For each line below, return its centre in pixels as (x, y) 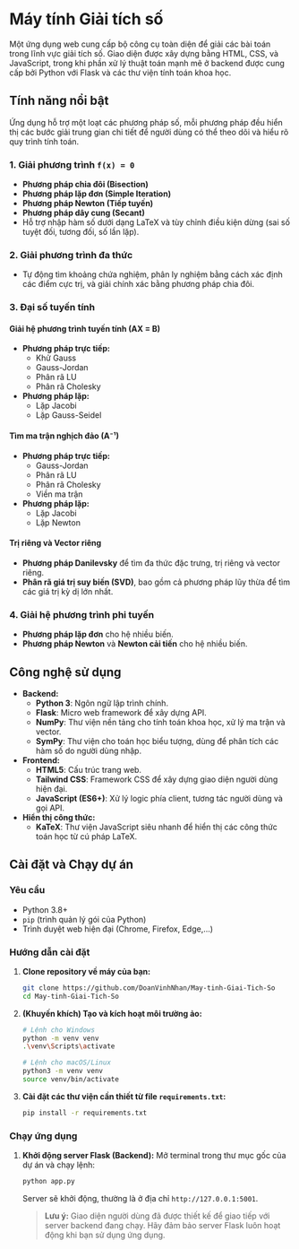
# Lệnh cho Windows (59, 1030)
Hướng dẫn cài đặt (50, 952)
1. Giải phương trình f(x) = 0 (72, 164)
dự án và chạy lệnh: (59, 1165)
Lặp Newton (58, 522)
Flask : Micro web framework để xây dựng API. (121, 712)
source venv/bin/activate (70, 1080)
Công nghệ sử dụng (65, 672)
